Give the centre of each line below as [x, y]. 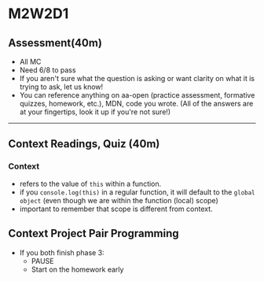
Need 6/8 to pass [48, 70]
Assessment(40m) [55, 43]
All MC [30, 61]
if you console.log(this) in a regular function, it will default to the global [137, 192]
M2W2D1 [38, 14]
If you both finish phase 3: [62, 252]
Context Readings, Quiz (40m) [84, 144]
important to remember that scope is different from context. [116, 209]
